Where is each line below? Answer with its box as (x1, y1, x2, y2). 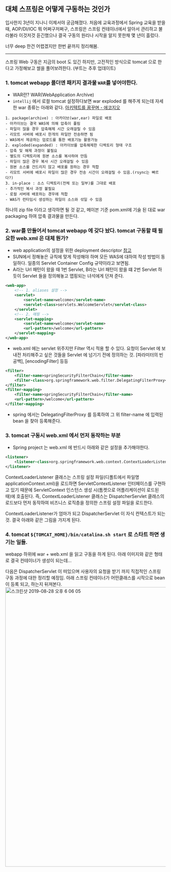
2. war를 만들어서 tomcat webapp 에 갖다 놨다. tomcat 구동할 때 (5, 227, 157, 234)
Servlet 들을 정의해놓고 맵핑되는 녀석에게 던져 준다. (22, 273, 124, 279)
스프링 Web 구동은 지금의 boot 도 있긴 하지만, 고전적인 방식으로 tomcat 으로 (5, 58, 157, 65)
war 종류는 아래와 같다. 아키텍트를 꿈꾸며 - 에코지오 (18, 104, 121, 111)
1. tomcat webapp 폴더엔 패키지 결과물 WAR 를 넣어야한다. (5, 79, 138, 86)
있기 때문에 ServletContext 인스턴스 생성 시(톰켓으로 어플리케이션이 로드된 (10, 487, 159, 493)
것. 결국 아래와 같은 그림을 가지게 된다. (5, 517, 81, 523)
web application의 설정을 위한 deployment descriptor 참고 (12, 247, 132, 254)
